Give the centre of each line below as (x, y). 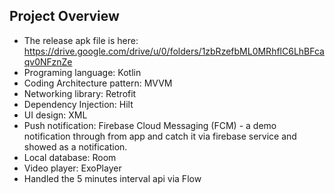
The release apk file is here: (81, 40)
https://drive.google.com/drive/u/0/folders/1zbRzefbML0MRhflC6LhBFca (174, 51)
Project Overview (64, 16)
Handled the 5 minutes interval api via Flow (112, 178)
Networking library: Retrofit (80, 93)
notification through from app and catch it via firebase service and (160, 136)
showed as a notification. (75, 146)
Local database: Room (70, 157)
